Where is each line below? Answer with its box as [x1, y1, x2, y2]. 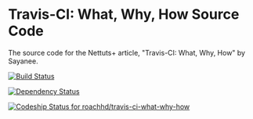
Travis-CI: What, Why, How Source [8, 5, 240, 23]
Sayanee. [8, 56, 38, 66]
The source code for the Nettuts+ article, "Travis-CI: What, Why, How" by [8, 48, 245, 57]
